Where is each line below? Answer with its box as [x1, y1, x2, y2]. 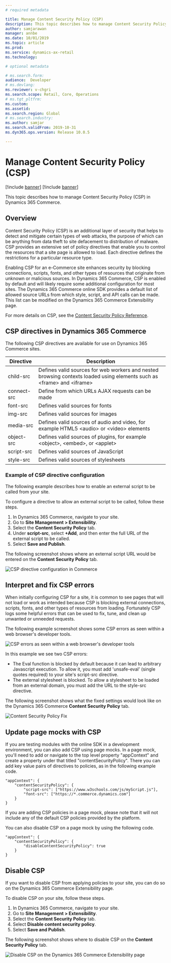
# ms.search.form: [5, 73, 44, 78]
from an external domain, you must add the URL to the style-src [12, 682, 147, 688]
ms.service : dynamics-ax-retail [5, 49, 74, 55]
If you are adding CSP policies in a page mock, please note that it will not [5, 810, 158, 816]
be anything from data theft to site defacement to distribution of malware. [5, 238, 159, 245]
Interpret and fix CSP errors [5, 581, 95, 589]
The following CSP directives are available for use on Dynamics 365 [5, 340, 148, 346]
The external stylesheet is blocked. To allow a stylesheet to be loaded [12, 677, 159, 683]
